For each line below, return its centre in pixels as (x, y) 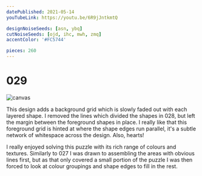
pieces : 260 (21, 51)
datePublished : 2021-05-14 (40, 12)
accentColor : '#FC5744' (36, 40)
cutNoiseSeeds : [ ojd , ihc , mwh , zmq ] (54, 34)
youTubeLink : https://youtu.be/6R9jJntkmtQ (62, 18)
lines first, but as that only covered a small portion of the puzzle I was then (99, 160)
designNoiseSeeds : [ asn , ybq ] (45, 29)
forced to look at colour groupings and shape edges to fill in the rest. (92, 166)
